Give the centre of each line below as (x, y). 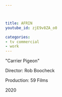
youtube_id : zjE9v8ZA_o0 (31, 28)
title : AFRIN (19, 23)
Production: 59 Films (27, 80)
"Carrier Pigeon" (22, 61)
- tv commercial (22, 42)
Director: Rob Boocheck (30, 71)
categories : (18, 37)
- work (12, 46)
